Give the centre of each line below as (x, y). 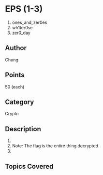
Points (15, 75)
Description (23, 129)
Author (16, 48)
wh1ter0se (22, 27)
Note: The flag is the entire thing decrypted (55, 146)
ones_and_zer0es (29, 22)
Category (20, 102)
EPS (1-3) (24, 9)
